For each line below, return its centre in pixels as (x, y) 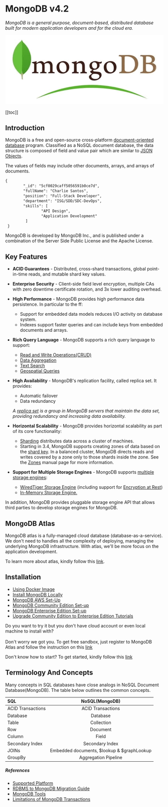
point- (153, 269)
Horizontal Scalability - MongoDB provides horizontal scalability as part (87, 426)
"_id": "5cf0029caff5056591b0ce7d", (61, 186)
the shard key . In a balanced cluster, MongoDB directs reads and (87, 452)
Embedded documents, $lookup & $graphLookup (101, 750)
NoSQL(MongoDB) (101, 701)
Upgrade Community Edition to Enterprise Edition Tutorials (73, 616)
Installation (23, 577)
